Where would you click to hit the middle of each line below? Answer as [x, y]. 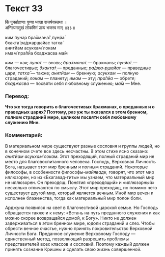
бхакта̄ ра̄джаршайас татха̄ [34, 43]
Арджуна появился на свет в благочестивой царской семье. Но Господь [82, 207]
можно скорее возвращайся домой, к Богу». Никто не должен [71, 218]
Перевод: [17, 96]
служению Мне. [23, 123]
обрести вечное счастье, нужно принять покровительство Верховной [79, 228]
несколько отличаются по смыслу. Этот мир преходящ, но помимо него [81, 187]
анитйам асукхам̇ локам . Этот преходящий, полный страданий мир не [80, 156]
